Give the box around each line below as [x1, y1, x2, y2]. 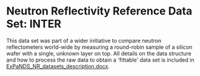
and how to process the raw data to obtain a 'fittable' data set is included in [6, 56, 195, 63]
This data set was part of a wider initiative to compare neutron [6, 37, 162, 44]
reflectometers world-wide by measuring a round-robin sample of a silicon [6, 43, 193, 51]
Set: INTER [6, 17, 62, 31]
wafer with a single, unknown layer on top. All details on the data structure [6, 49, 192, 57]
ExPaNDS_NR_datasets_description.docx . [6, 62, 110, 70]
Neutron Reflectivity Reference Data [6, 4, 193, 18]
